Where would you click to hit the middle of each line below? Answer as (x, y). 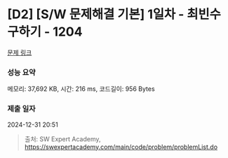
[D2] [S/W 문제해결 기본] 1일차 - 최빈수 (114, 14)
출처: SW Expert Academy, (62, 139)
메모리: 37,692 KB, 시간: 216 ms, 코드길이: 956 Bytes (81, 89)
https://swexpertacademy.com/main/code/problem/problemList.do (121, 147)
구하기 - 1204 (45, 32)
